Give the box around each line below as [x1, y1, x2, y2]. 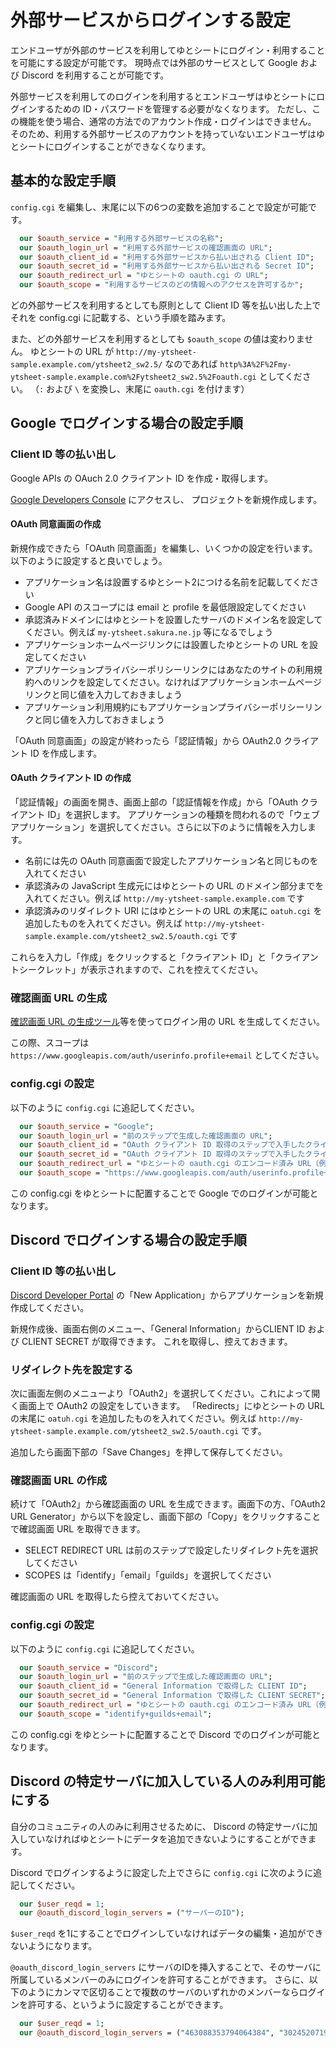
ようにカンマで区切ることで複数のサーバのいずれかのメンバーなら [27, 1986, 300, 1998]
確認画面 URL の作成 [10, 1473, 108, 1487]
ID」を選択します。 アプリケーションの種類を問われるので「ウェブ [47, 809, 320, 821]
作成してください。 [10, 1301, 90, 1313]
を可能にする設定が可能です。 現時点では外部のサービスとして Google [10, 56, 298, 68]
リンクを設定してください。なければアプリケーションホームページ [51, 676, 322, 688]
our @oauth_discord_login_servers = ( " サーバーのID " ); [19, 1908, 245, 1918]
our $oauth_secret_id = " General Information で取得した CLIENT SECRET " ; [19, 1691, 326, 1701]
